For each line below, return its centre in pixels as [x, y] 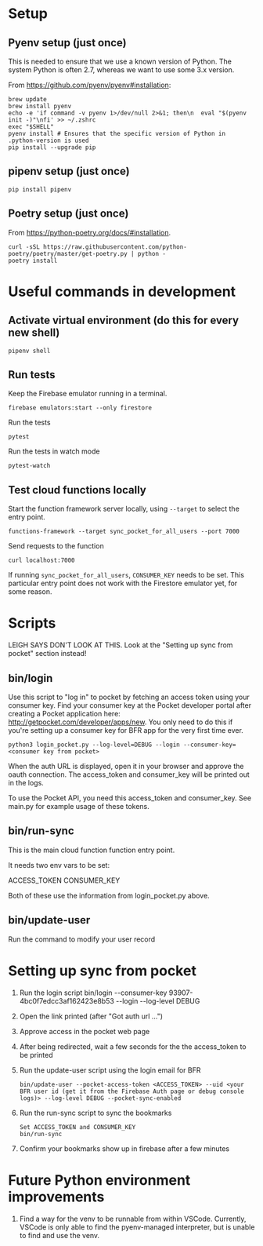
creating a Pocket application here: [65, 714]
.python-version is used [49, 140]
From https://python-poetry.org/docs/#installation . [90, 232]
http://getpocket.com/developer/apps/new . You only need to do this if [121, 722]
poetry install [33, 260]
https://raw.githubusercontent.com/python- [115, 247]
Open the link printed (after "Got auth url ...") [91, 1016]
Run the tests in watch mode [54, 451]
